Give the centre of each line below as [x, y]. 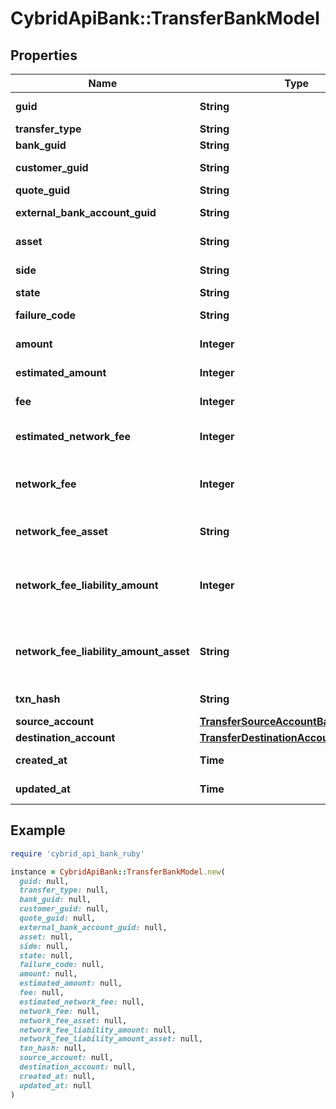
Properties [44, 55]
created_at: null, [58, 1076]
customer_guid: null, [64, 909]
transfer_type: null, [64, 890]
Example [38, 830]
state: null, [46, 955]
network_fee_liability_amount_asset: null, [111, 1039]
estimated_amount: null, [71, 983]
